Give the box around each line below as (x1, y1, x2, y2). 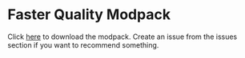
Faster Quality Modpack (7, 6, 171, 24)
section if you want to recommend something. (7, 40, 159, 49)
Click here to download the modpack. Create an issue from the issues (7, 32, 238, 41)
